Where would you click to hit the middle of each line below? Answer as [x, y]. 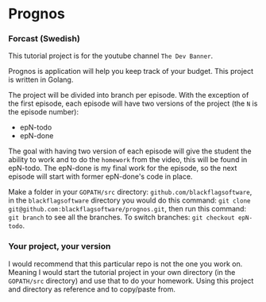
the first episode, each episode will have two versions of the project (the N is [133, 103]
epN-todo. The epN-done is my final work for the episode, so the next [123, 168]
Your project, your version [60, 246]
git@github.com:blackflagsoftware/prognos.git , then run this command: [127, 209]
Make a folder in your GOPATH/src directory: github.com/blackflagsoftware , [130, 192]
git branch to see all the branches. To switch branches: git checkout [122, 217]
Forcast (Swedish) [44, 39]
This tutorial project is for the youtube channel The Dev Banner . [111, 56]
